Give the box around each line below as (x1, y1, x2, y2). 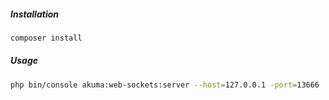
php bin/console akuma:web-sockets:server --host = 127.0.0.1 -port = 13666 (10, 80, 320, 90)
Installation (10, 8, 59, 20)
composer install (10, 33, 83, 43)
